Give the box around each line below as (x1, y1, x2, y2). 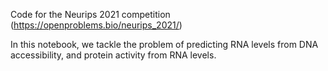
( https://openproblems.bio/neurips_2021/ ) (10, 19, 183, 31)
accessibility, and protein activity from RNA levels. (10, 49, 217, 61)
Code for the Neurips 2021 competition (10, 9, 171, 20)
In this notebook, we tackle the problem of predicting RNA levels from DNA (10, 39, 319, 50)
